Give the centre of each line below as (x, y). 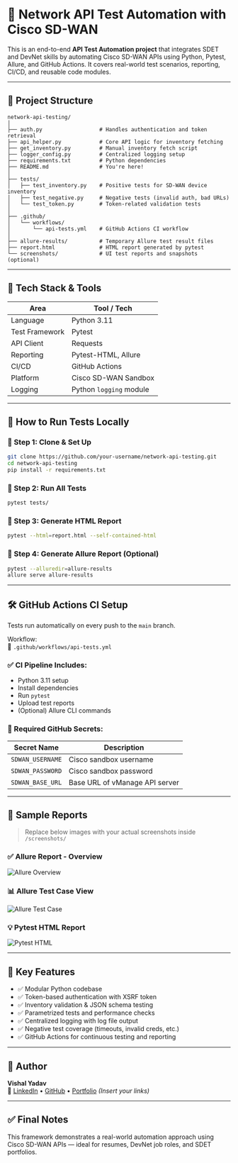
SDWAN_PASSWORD (36, 771)
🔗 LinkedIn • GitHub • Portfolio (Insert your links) (79, 1091)
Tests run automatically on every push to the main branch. (91, 625)
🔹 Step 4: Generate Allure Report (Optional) (83, 554)
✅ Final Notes (38, 1120)
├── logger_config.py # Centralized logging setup (96, 154)
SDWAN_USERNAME (36, 759)
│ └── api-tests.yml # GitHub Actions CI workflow (98, 229)
